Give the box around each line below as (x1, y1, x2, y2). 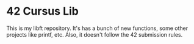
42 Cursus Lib (6, 4, 79, 18)
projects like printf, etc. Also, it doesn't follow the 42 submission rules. (6, 31, 183, 38)
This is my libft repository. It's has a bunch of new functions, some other (6, 24, 189, 32)
